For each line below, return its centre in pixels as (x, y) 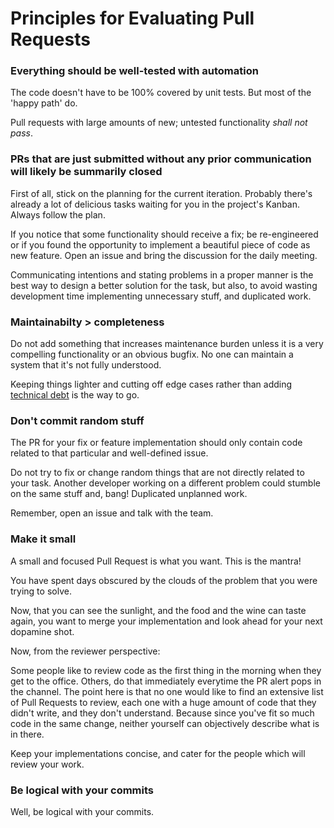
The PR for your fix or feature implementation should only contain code (156, 443)
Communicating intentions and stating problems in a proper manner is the (162, 274)
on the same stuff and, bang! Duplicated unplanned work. (129, 494)
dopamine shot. (42, 631)
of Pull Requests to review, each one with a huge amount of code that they (163, 702)
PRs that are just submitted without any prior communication (161, 159)
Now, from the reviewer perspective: (85, 651)
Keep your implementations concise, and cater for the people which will (158, 753)
